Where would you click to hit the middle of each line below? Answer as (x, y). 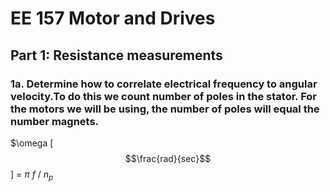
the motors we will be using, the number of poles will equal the (165, 109)
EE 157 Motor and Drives (113, 18)
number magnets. (55, 121)
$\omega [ (32, 143)
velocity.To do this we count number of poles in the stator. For (164, 96)
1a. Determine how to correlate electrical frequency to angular (164, 84)
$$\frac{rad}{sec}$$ (168, 158)
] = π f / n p (32, 175)
